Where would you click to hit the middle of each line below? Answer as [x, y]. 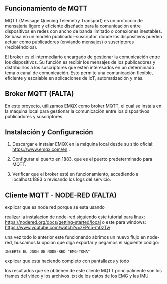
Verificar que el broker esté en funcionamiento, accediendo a [75, 174]
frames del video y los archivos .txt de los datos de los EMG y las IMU [77, 276]
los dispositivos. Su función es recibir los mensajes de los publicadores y [80, 62]
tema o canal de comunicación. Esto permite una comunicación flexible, [79, 73]
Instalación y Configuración [49, 132]
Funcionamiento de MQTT [46, 8]
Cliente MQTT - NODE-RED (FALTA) [61, 195]
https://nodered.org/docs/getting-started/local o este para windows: [76, 222]
